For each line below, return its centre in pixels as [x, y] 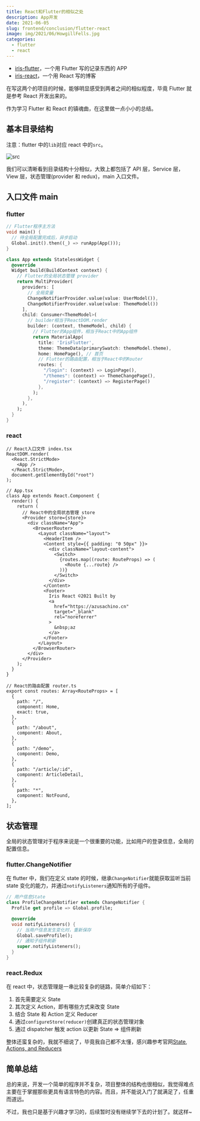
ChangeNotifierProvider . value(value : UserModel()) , [93, 298]
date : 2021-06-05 [28, 23]
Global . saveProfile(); [45, 936]
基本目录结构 [30, 129]
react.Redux [24, 973]
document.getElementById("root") [53, 475]
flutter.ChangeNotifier [39, 864]
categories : [21, 39]
